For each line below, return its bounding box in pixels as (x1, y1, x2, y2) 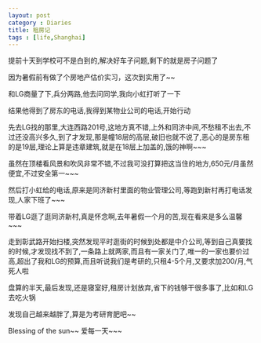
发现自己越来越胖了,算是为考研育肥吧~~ (8, 309, 136, 319)
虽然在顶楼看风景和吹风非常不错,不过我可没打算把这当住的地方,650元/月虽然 (8, 159, 254, 169)
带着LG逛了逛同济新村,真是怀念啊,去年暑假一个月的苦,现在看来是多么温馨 (8, 212, 243, 221)
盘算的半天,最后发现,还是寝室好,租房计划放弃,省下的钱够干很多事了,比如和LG (8, 283, 254, 293)
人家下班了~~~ (16, 195, 65, 205)
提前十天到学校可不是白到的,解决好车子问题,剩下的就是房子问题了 (8, 56, 219, 65)
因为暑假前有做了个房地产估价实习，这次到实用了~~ (8, 72, 176, 82)
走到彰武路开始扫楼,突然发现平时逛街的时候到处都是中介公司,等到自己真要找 (8, 237, 253, 246)
